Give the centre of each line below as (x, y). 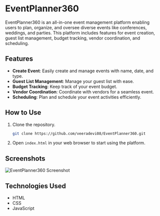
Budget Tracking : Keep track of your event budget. (65, 86)
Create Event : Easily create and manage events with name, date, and (83, 71)
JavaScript (23, 209)
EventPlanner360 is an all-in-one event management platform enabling (78, 22)
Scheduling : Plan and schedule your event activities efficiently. (77, 97)
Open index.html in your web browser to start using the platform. (79, 143)
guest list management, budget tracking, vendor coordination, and (73, 38)
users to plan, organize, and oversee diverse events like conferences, (76, 27)
